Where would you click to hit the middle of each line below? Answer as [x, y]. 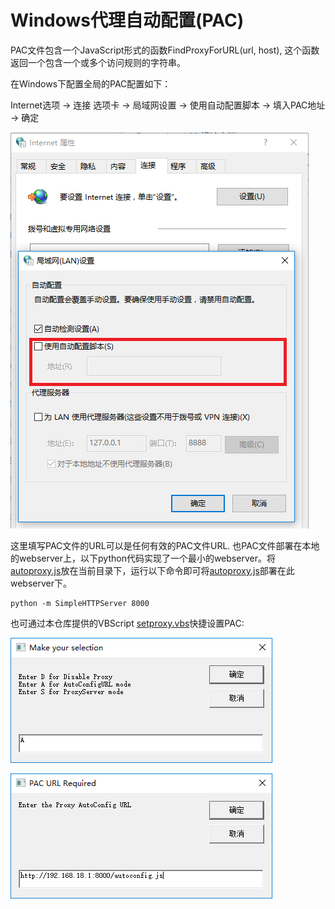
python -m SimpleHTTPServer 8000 [80, 603]
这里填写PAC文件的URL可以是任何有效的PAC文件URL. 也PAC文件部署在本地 [165, 545]
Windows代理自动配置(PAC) [127, 20]
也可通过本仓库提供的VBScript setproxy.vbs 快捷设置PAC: [127, 623]
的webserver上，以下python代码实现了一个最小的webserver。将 [143, 558]
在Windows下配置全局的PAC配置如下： [91, 83]
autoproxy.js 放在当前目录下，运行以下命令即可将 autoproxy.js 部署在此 [152, 570]
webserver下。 [41, 583]
